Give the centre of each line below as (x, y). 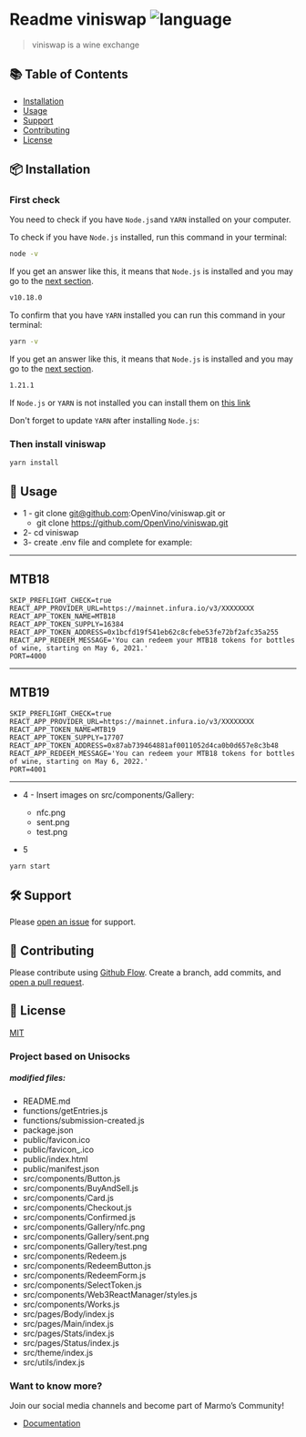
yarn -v (24, 341)
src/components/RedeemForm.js (84, 1275)
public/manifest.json (61, 1168)
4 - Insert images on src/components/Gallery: (108, 795)
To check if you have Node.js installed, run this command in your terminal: (148, 238)
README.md (46, 1101)
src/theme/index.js (58, 1352)
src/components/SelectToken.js (82, 1285)
